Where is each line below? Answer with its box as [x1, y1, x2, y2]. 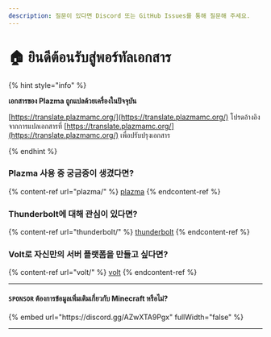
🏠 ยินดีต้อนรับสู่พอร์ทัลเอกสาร [8, 48, 172, 66]
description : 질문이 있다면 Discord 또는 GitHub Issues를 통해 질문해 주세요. [8, 11, 251, 20]
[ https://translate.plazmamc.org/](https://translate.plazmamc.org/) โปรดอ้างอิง [8, 112, 261, 122]
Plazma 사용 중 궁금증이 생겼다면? [8, 168, 135, 179]
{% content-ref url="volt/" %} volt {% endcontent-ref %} [8, 268, 198, 277]
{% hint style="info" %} [8, 80, 87, 89]
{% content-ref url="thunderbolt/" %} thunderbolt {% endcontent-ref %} [8, 227, 250, 237]
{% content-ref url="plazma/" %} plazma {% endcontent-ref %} [8, 186, 221, 196]
